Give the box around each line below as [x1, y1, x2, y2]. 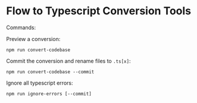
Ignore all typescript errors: [6, 79, 73, 86]
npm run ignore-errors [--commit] [6, 90, 92, 96]
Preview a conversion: [6, 35, 61, 42]
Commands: [6, 24, 36, 31]
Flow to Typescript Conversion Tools [6, 4, 192, 18]
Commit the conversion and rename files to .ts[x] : [6, 57, 131, 64]
